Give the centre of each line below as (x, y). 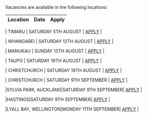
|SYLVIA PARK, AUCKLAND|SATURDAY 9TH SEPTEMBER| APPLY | (74, 90)
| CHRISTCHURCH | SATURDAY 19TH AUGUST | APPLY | (63, 70)
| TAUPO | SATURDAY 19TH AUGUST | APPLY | (53, 60)
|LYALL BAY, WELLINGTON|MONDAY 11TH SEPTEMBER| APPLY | (72, 109)
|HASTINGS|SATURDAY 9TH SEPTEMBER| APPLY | (58, 99)
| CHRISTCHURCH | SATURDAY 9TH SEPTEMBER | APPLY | (66, 80)
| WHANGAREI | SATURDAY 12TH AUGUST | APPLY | (59, 41)
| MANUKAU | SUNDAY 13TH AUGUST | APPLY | (55, 51)
